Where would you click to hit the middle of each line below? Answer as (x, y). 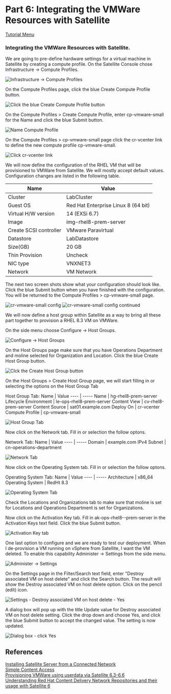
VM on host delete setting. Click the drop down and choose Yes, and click (83, 615)
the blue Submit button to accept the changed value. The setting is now (80, 620)
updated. (15, 626)
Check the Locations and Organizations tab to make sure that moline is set (83, 502)
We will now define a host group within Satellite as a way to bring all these (83, 315)
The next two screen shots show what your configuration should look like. (83, 284)
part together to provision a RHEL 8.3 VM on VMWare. (62, 321)
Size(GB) (19, 247)
